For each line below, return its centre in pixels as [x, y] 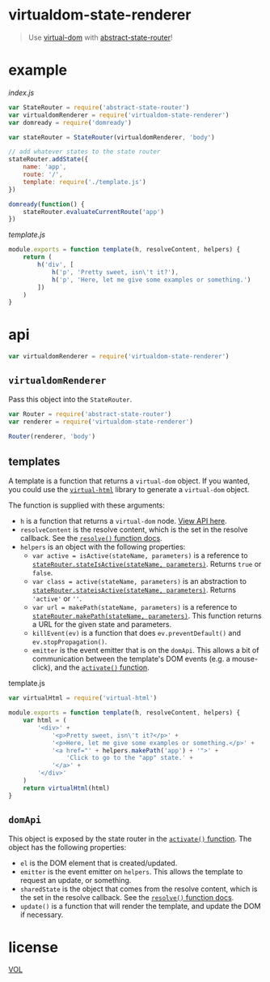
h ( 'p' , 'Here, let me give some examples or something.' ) [151, 280]
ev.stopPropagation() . [70, 641]
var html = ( [45, 720]
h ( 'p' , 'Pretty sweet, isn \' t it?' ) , [115, 272]
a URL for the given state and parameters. [102, 624]
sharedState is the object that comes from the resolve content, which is [139, 889]
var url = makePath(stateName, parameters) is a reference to [135, 607]
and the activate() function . [102, 667]
